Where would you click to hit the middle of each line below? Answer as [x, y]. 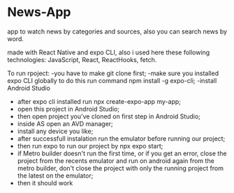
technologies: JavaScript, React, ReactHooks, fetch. [82, 59]
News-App [39, 12]
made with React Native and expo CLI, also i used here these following [109, 52]
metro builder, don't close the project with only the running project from [120, 168]
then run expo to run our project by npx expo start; [90, 146]
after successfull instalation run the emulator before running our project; [121, 138]
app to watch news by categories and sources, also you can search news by [117, 31]
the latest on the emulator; [55, 176]
